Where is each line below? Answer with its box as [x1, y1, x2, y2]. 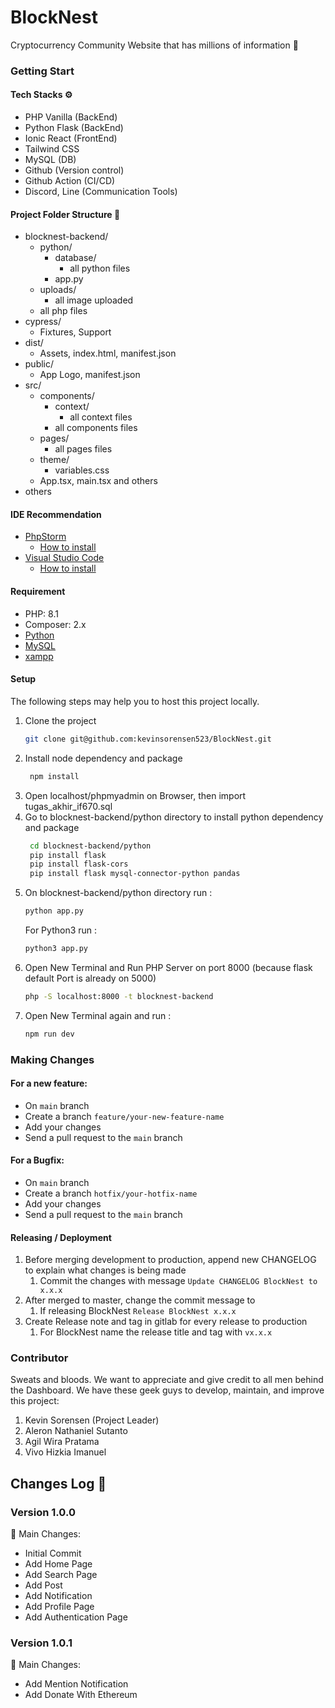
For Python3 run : [24, 924, 98, 936]
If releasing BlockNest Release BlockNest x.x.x [39, 1305, 237, 1317]
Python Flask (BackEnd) [24, 122, 124, 134]
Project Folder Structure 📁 [10, 208, 121, 220]
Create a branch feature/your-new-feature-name [24, 1110, 225, 1122]
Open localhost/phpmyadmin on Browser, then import [24, 789, 247, 801]
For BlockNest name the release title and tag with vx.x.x [39, 1326, 273, 1338]
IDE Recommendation [10, 508, 102, 520]
